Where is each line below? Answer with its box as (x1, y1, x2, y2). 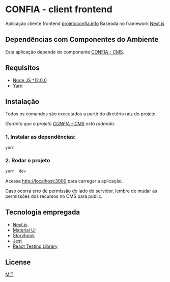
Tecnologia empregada (5, 208, 80, 217)
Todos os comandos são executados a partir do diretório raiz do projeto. (5, 111, 157, 117)
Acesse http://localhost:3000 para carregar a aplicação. (5, 177, 123, 184)
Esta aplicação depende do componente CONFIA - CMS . (5, 48, 125, 55)
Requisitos (5, 64, 40, 72)
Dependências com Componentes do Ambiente (5, 35, 159, 44)
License (5, 258, 31, 266)
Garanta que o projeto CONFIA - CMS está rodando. (5, 121, 116, 127)
